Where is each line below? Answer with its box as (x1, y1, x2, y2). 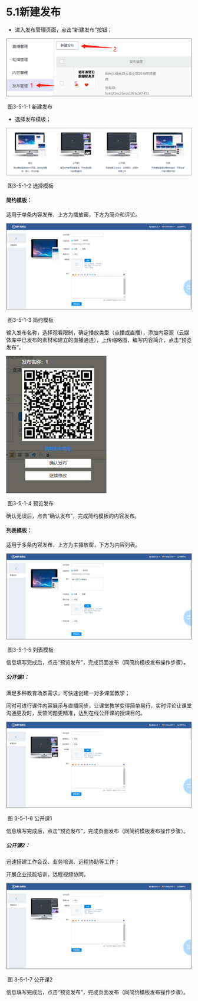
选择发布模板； (14, 115, 51, 122)
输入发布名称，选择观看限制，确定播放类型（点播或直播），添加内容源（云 (6, 329, 184, 336)
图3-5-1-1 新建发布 (7, 103, 53, 110)
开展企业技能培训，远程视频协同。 (6, 870, 89, 877)
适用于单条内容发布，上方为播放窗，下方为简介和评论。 (6, 211, 140, 218)
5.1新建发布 (6, 5, 61, 19)
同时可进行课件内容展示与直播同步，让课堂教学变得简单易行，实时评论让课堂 (6, 702, 192, 709)
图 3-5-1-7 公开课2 (7, 976, 53, 983)
